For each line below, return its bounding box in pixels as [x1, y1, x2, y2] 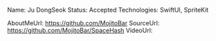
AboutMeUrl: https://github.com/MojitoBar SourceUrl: [7, 19, 160, 27]
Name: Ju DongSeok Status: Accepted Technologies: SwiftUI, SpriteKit [7, 6, 209, 14]
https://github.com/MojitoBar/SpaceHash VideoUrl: [7, 27, 153, 34]
